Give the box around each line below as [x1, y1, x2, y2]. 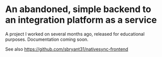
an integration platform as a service [5, 14, 157, 26]
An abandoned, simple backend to [5, 4, 151, 15]
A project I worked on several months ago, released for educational [5, 31, 145, 37]
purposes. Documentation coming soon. [5, 36, 89, 42]
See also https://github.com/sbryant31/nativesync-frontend [5, 46, 128, 52]
